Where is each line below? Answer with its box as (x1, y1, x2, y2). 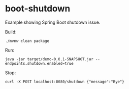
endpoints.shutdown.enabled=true (5, 61, 74, 66)
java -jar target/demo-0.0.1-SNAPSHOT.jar (5, 56, 94, 62)
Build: (5, 29, 17, 35)
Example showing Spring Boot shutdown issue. (5, 19, 100, 25)
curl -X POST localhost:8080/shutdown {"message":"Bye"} (5, 79, 125, 84)
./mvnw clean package (5, 38, 50, 44)
